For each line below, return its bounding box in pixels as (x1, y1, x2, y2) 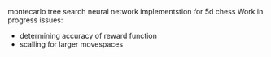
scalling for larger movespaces (19, 39, 124, 49)
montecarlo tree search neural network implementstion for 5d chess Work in (7, 7, 264, 16)
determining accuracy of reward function (19, 31, 158, 40)
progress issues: (7, 15, 63, 25)
